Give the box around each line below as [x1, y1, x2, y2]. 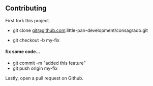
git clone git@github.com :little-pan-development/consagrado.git [12, 27, 148, 33]
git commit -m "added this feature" [12, 60, 86, 66]
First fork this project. [5, 17, 50, 23]
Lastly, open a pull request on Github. [5, 75, 84, 81]
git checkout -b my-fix [12, 37, 60, 43]
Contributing [5, 4, 47, 13]
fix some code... [5, 49, 41, 55]
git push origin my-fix [12, 65, 58, 71]
